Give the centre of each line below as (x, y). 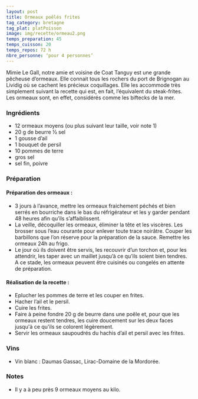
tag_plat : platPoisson (34, 28)
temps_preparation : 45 (34, 39)
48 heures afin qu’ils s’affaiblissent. (58, 219)
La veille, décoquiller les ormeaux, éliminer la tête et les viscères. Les (99, 225)
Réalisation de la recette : (38, 282)
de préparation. (33, 269)
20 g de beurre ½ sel (40, 132)
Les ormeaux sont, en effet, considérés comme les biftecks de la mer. (91, 98)
